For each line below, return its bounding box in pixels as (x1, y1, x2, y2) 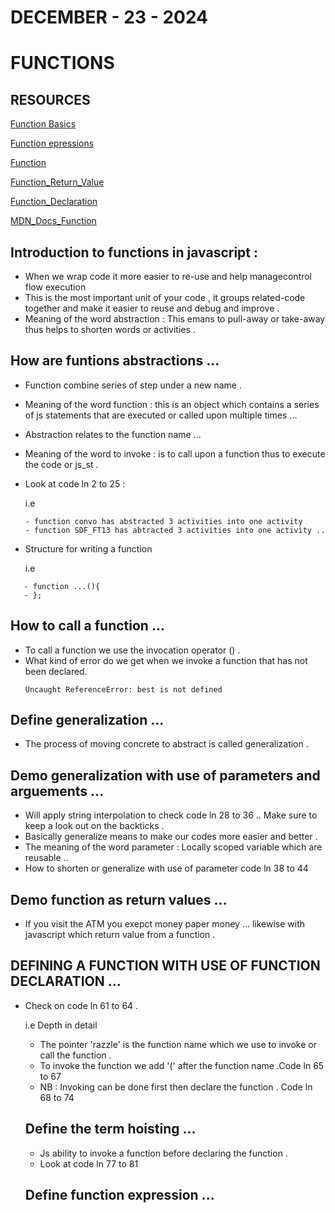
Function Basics (10, 118, 77, 130)
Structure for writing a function (24, 542, 153, 555)
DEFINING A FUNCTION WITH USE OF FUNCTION (10, 957, 321, 975)
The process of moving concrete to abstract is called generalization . (24, 738, 309, 750)
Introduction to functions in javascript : (10, 244, 259, 261)
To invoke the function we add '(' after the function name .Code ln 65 (39, 1059, 325, 1071)
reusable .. (24, 852, 69, 864)
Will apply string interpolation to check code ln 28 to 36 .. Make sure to (24, 809, 318, 821)
